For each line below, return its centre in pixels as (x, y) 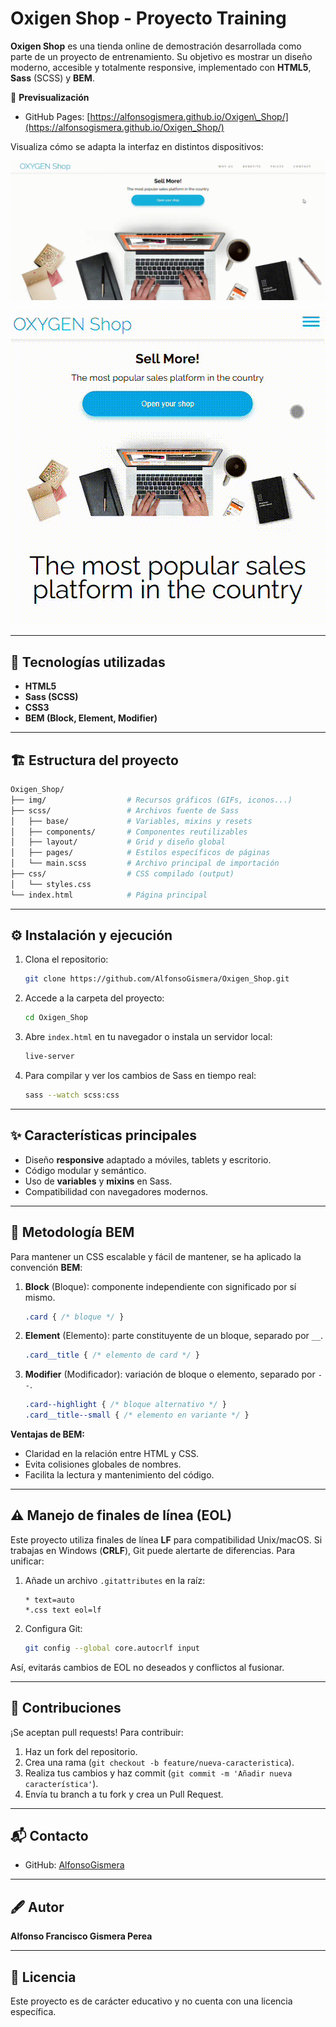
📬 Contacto (49, 1835)
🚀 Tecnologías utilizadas (88, 662)
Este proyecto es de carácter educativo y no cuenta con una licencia (151, 2001)
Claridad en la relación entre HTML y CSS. (112, 1454)
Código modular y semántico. (85, 1170)
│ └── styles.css (51, 884)
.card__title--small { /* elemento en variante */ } (137, 1415)
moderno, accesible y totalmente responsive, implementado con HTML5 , (161, 67)
